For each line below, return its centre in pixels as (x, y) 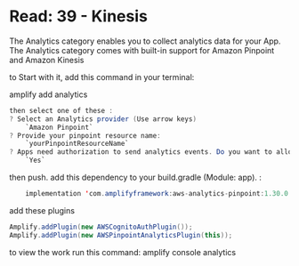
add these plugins (42, 210)
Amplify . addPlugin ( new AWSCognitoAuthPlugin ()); (101, 227)
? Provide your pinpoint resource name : (85, 135)
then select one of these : (61, 110)
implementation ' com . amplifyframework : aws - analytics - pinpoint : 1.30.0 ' (159, 194)
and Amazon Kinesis (47, 60)
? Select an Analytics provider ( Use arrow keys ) (103, 119)
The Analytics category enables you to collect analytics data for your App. (145, 41)
